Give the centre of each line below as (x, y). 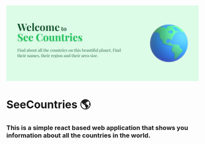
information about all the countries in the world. (78, 135)
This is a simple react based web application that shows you (97, 128)
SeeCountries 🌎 (49, 105)
